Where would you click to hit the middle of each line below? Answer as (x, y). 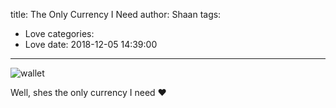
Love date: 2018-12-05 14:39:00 (91, 44)
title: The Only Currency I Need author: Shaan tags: (116, 14)
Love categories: (59, 33)
